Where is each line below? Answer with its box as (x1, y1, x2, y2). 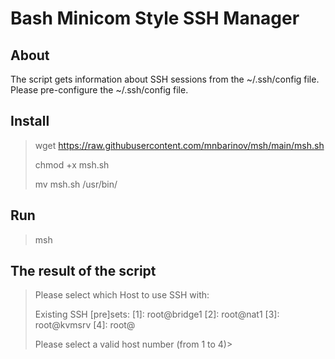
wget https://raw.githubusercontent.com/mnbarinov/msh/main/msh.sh (34, 139, 325, 151)
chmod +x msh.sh (34, 158, 110, 171)
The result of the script (10, 263, 157, 280)
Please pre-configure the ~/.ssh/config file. (10, 84, 189, 96)
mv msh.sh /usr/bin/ (34, 178, 118, 190)
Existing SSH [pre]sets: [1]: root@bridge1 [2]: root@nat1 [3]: (34, 308, 280, 321)
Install (10, 113, 50, 130)
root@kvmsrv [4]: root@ (34, 319, 136, 331)
